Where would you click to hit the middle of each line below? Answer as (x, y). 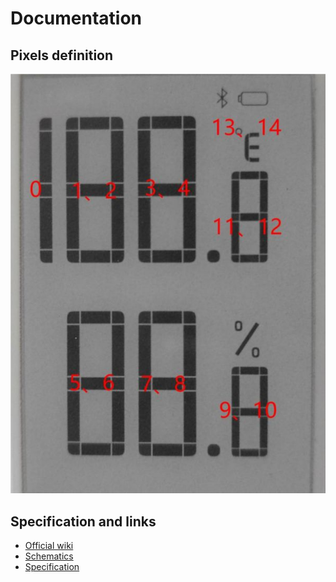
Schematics (49, 556)
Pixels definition (62, 55)
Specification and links (83, 521)
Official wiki (49, 545)
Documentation (76, 18)
